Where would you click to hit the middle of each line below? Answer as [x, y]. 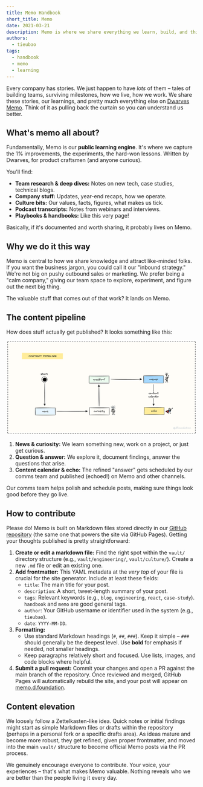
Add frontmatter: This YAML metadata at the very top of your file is [99, 572]
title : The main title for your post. [67, 585]
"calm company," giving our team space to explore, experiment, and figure [99, 280]
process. [17, 753]
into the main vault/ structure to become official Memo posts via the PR [96, 747]
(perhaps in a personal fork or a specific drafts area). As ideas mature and [98, 734]
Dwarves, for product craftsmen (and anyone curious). [74, 160]
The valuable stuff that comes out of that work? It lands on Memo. [88, 299]
